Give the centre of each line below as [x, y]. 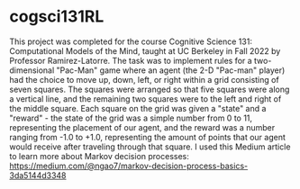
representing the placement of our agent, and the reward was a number [142, 127]
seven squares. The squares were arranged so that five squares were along [150, 89]
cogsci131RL [57, 17]
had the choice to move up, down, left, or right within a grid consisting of [144, 79]
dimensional [32, 70]
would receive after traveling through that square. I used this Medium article [150, 147]
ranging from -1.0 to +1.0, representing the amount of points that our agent [148, 137]
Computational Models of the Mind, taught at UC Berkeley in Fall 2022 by [145, 50]
